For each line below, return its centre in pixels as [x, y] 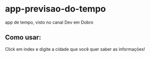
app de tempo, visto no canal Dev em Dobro [49, 22]
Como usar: [23, 37]
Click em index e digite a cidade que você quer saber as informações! [75, 49]
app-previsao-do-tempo [56, 9]
